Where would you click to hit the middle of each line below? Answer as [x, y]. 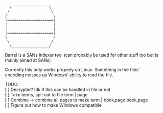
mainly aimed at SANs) [28, 60]
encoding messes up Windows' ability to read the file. [59, 75]
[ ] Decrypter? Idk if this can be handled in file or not [58, 90]
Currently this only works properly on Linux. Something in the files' [72, 70]
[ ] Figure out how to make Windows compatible [53, 105]
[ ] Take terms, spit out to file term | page [47, 95]
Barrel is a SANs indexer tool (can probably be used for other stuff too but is [82, 55]
